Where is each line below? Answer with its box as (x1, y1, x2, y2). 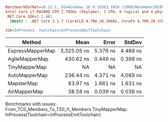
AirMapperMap (7, 88, 43, 95)
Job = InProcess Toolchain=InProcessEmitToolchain (5, 28, 111, 33)
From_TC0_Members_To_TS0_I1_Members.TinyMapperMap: (5, 106, 128, 112)
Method (21, 39, 41, 46)
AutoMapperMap (7, 72, 48, 79)
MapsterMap (7, 80, 38, 87)
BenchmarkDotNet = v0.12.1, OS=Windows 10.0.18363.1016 (5, 5, 120, 10)
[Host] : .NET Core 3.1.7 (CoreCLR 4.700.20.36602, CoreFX (9, 19, 135, 24)
